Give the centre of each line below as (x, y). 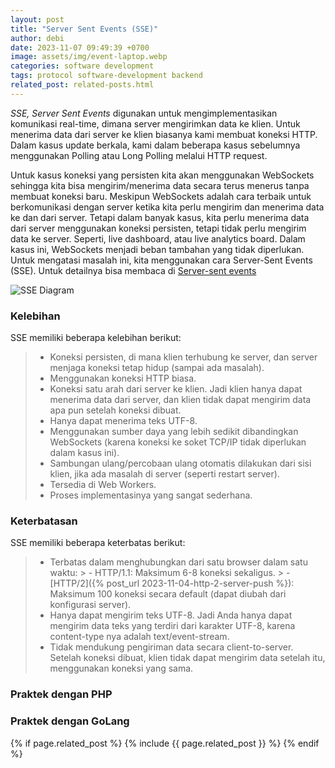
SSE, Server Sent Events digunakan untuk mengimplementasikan (144, 113)
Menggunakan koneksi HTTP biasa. (123, 378)
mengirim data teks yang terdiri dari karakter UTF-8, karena (172, 626)
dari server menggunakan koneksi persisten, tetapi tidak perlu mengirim (158, 228)
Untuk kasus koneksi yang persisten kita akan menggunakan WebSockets (162, 175)
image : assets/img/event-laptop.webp (89, 57)
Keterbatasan (44, 521)
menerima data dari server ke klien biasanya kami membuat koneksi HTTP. (164, 134)
